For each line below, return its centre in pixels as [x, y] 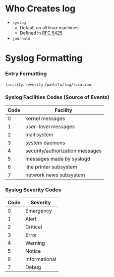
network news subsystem [55, 175]
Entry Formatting [26, 74]
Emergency [39, 211]
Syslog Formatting [44, 58]
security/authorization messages [63, 151]
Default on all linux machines [49, 27]
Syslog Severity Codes [33, 190]
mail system [39, 134]
